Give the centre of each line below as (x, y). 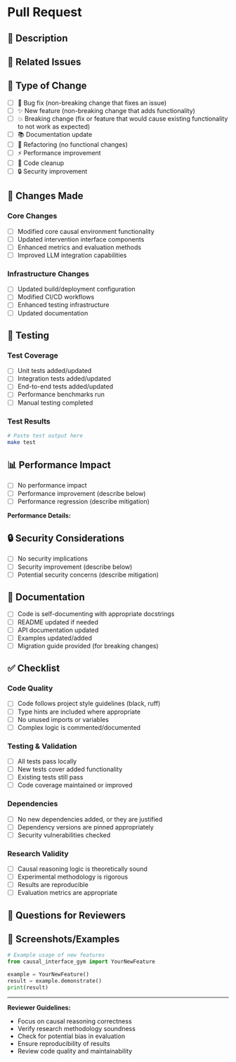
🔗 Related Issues (44, 61)
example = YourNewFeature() (48, 975)
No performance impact (52, 485)
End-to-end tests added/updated (65, 386)
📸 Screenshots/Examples (64, 939)
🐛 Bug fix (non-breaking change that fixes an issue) (92, 103)
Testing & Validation (42, 746)
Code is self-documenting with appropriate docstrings (96, 614)
